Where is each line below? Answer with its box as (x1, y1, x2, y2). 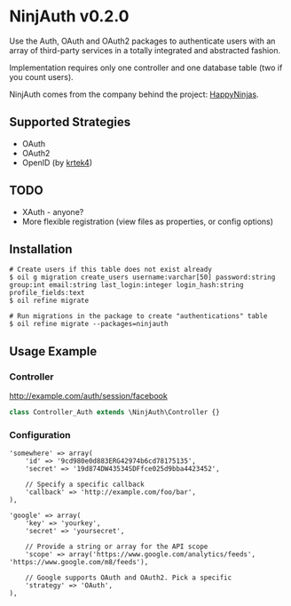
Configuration (9, 428, 71, 441)
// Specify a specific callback (25, 480, 145, 490)
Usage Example (9, 344, 98, 359)
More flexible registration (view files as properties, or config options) (21, 216, 273, 227)
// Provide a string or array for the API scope (25, 542, 208, 552)
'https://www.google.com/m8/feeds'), (9, 558, 149, 567)
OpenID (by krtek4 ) (21, 157, 93, 168)
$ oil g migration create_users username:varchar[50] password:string (9, 273, 276, 282)
